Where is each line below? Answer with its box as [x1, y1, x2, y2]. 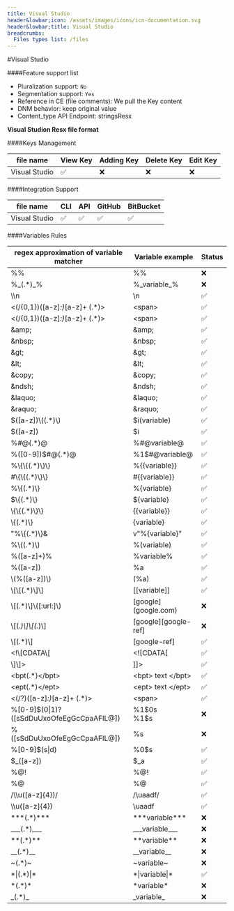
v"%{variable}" [132, 529, 182, 539]
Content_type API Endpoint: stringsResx [17, 112, 132, 121]
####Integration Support [7, 185, 79, 194]
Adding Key [99, 155, 139, 165]
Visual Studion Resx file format [7, 125, 99, 134]
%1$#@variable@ [132, 450, 194, 459]
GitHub [97, 201, 121, 211]
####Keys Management [7, 139, 77, 147]
